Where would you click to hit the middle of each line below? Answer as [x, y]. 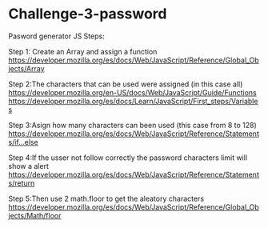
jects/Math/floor [35, 215]
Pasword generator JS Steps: [57, 36]
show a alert [29, 166]
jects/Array [27, 68]
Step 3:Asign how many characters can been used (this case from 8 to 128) [133, 125]
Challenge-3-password [88, 14]
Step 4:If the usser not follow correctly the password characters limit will [128, 158]
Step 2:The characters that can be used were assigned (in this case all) [126, 84]
